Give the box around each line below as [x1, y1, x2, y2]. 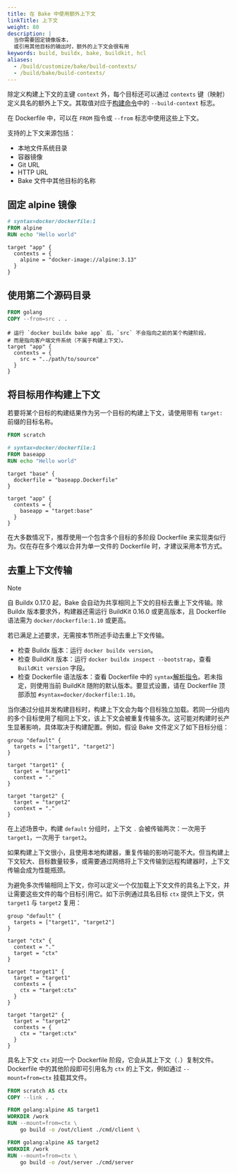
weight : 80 [7, 23, 39, 30]
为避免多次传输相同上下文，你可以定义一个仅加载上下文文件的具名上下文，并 [7, 881, 230, 889]
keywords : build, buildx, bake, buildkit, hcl [7, 50, 147, 57]
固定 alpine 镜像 [7, 198, 77, 210]
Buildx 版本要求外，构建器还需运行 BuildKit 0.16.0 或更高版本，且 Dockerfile [7, 607, 226, 615]
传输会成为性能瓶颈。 [7, 866, 69, 874]
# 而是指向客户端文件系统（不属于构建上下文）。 [7, 337, 127, 344]
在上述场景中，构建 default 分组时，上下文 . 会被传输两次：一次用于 [7, 824, 207, 833]
